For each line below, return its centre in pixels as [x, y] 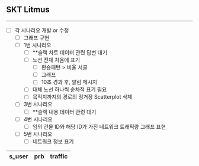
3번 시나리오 [38, 104]
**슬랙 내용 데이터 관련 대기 [64, 112]
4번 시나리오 [38, 119]
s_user [19, 156]
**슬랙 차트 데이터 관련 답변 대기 [70, 52]
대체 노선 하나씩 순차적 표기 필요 [70, 89]
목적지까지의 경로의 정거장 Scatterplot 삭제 [82, 97]
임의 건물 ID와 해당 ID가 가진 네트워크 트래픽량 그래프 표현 [99, 126]
